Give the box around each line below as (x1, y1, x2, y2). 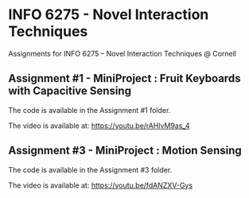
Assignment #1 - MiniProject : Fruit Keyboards (8, 72, 241, 85)
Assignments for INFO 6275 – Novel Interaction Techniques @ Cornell (8, 49, 237, 58)
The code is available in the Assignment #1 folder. (8, 105, 171, 115)
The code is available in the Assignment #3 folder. (8, 165, 173, 174)
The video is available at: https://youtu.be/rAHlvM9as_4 (8, 121, 190, 130)
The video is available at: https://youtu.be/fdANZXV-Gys (8, 181, 193, 190)
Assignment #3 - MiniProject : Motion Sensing (8, 144, 242, 157)
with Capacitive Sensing (8, 84, 131, 98)
